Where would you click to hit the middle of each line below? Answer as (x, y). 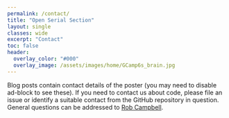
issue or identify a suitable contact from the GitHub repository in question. (113, 100)
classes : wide (28, 33)
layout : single (29, 26)
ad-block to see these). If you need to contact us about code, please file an (115, 92)
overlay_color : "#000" (46, 59)
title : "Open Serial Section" (51, 20)
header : (18, 53)
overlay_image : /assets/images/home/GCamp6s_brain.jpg (94, 65)
